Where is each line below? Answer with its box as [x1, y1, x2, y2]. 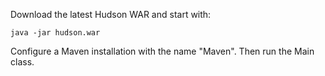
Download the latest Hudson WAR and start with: [10, 9, 212, 20]
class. [10, 56, 35, 68]
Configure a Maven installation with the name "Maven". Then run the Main [10, 45, 315, 57]
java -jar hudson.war [10, 28, 101, 38]
